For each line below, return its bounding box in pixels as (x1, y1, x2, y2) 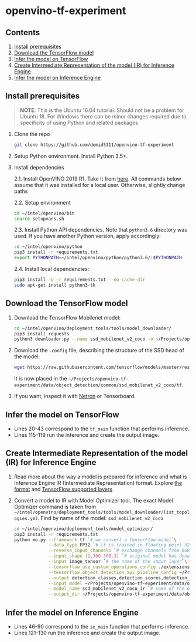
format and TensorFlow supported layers (13, 485, 112, 492)
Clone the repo (13, 130, 50, 137)
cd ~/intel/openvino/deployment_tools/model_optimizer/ (13, 526, 153, 532)
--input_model (48, 580, 82, 586)
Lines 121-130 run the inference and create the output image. (13, 629, 161, 636)
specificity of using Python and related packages (19, 119, 139, 126)
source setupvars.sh (13, 216, 64, 222)
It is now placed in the (13, 375, 67, 382)
